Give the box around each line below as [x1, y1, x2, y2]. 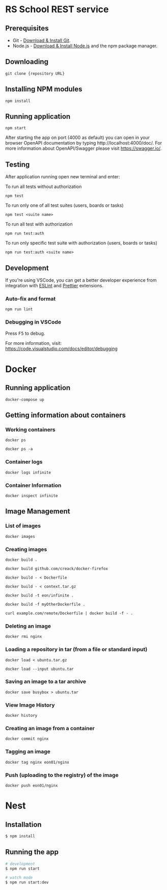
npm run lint [5, 307, 33, 312]
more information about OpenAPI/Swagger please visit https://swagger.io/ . [5, 145, 162, 151]
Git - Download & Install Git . [12, 37, 71, 43]
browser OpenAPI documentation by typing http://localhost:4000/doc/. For [5, 140, 162, 146]
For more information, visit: [5, 340, 62, 346]
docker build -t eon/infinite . [5, 592, 74, 598]
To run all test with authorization [5, 221, 73, 227]
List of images [5, 522, 41, 529]
